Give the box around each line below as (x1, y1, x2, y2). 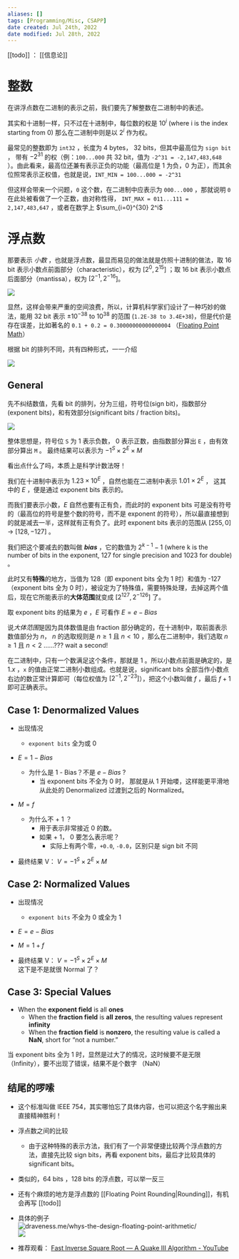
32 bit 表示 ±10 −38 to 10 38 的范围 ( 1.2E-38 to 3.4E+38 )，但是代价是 (34, 311, 232, 321)
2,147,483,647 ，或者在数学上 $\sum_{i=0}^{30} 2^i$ (7, 203, 163, 212)
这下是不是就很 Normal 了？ (17, 965, 100, 974)
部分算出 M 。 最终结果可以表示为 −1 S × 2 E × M (7, 444, 143, 454)
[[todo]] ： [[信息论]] (7, 51, 68, 59)
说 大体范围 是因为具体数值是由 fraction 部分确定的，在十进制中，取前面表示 (7, 623, 228, 631)
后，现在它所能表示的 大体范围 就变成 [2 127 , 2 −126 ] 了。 (7, 591, 166, 601)
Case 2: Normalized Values (7, 878, 131, 890)
